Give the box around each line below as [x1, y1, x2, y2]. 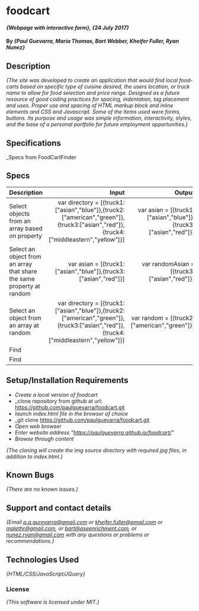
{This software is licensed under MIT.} [6, 599, 99, 606]
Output [174, 188, 195, 197]
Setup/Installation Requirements [6, 375, 129, 385]
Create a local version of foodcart [14, 391, 98, 398]
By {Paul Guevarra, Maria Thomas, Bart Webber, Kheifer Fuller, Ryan [6, 37, 179, 45]
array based [9, 224, 43, 232]
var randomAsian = [142, 259, 195, 268]
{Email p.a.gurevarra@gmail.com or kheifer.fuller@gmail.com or [6, 519, 163, 526]
